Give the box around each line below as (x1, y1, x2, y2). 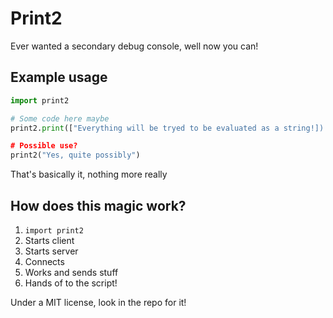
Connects (24, 255, 65, 267)
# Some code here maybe (10, 113, 110, 124)
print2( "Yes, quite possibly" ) (10, 150, 141, 161)
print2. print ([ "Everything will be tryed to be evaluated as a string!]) (10, 123, 325, 133)
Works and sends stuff (24, 266, 119, 278)
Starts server (24, 245, 79, 257)
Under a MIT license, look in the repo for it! (10, 296, 187, 308)
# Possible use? (10, 141, 78, 151)
